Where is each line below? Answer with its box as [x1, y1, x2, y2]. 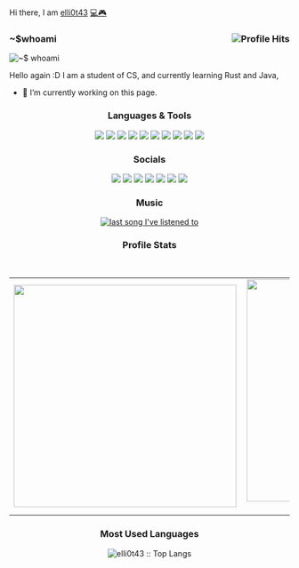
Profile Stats [122, 239, 177, 252]
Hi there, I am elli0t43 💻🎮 [9, 7, 107, 18]
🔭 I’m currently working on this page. [21, 87, 158, 98]
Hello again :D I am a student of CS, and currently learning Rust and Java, [9, 70, 279, 81]
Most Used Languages [100, 528, 199, 540]
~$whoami [9, 32, 57, 44]
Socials [133, 153, 166, 165]
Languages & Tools [107, 109, 192, 122]
